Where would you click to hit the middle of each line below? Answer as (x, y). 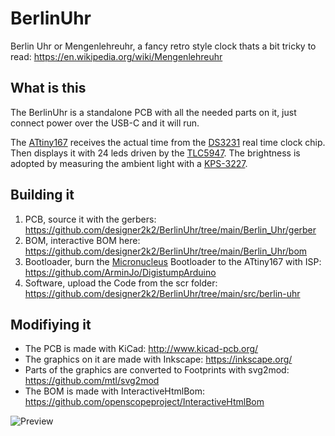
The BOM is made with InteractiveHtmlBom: (115, 391)
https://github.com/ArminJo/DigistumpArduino (120, 272)
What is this (48, 88)
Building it (42, 195)
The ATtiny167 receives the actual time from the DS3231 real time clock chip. (168, 142)
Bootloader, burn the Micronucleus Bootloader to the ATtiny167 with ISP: (173, 261)
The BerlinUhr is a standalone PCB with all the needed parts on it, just (153, 112)
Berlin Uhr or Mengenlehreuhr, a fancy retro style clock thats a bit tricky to (163, 46)
